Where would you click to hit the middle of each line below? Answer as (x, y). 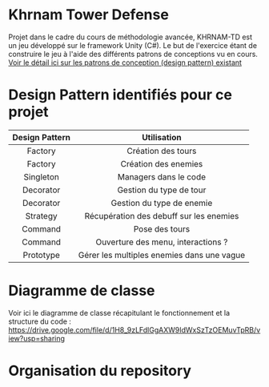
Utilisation (161, 137)
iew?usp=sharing (37, 338)
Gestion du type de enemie (162, 203)
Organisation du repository (100, 371)
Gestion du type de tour (162, 190)
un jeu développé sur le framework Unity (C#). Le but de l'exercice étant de (133, 45)
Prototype (41, 255)
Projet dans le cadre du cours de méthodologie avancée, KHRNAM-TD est (130, 37)
